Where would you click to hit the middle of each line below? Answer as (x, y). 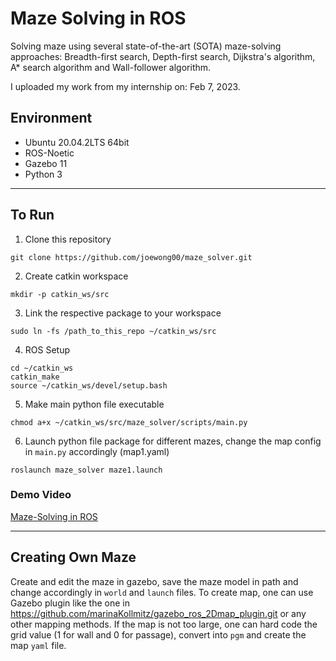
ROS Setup (47, 349)
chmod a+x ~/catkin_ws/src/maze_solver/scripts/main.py (129, 422)
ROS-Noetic (49, 153)
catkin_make (35, 377)
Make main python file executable (94, 404)
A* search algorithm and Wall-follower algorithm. (111, 67)
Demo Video (41, 495)
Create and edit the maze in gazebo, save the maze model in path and (154, 581)
